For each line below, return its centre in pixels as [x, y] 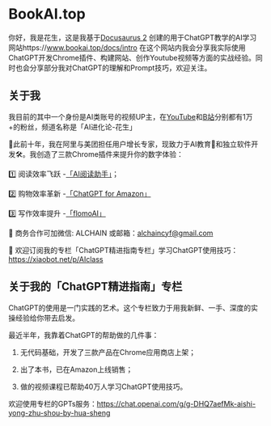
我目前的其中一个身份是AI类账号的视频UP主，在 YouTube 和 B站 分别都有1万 [131, 116]
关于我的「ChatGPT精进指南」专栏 [95, 287]
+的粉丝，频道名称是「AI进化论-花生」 [73, 127]
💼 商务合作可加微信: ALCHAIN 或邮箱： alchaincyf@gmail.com [111, 233]
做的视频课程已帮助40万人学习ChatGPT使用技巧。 [104, 386]
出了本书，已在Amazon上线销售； [76, 369]
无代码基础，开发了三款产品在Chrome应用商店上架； [108, 352]
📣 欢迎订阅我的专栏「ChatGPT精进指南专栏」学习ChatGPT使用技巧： [123, 250]
